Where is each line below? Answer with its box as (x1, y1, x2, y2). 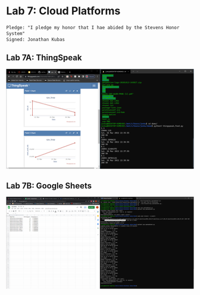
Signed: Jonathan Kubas (6, 36, 65, 42)
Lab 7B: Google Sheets (6, 181, 92, 191)
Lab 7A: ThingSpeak (6, 52, 82, 63)
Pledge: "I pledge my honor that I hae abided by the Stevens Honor (6, 24, 180, 30)
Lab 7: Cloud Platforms (6, 4, 121, 18)
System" (6, 30, 26, 36)
